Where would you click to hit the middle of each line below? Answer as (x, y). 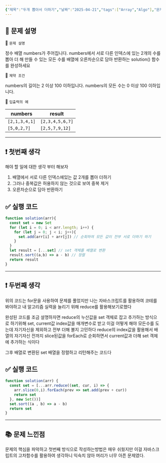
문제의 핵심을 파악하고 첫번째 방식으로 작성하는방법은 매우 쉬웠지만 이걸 (74, 449)
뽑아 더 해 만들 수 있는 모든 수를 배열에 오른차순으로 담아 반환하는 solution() (78, 59)
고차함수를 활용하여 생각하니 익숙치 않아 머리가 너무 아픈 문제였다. (81, 456)
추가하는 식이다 (25, 342)
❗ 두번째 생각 (23, 286)
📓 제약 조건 (15, 76)
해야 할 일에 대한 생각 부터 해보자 (37, 167)
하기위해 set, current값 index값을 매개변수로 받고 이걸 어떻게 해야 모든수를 (82, 323)
